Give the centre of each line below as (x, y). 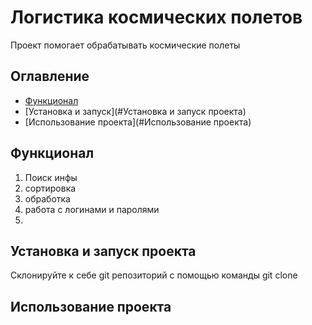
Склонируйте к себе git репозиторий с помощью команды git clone (154, 275)
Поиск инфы (51, 177)
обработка (47, 198)
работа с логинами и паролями (92, 209)
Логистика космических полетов (156, 17)
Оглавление (50, 76)
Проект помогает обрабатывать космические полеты (125, 45)
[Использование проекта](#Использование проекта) (138, 122)
